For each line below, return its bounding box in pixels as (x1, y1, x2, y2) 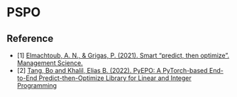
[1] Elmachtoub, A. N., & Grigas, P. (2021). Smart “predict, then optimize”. (16, 51, 230, 59)
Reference (6, 33, 54, 45)
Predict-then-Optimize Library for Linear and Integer (38, 74, 192, 82)
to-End (16, 74, 38, 82)
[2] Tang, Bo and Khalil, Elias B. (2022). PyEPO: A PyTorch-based (16, 67, 208, 74)
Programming (16, 81, 57, 89)
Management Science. (16, 59, 83, 67)
